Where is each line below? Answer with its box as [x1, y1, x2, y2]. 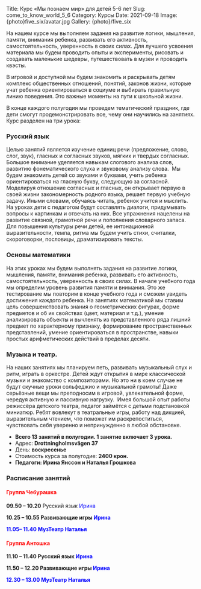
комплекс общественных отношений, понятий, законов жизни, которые [6, 80, 191, 87]
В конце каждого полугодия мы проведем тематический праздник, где [6, 104, 190, 111]
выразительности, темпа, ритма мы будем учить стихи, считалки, [6, 229, 176, 237]
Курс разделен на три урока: [6, 117, 81, 124]
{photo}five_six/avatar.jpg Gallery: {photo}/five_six [6, 18, 131, 25]
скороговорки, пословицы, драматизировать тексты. [6, 235, 143, 243]
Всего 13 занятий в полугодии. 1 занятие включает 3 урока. [14, 433, 173, 440]
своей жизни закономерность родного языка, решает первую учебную [6, 191, 191, 198]
